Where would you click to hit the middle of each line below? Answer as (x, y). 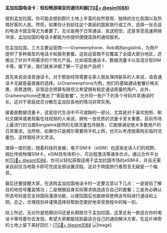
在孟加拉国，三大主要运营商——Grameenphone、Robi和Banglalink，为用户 (82, 48)
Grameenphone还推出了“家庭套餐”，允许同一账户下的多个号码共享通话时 (80, 96)
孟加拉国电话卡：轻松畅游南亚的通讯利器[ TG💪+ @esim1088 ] (67, 8)
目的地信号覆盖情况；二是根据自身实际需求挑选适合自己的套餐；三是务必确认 (83, 189)
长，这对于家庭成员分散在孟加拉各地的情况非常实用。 (60, 102)
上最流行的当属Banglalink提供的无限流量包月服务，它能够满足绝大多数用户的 (83, 125)
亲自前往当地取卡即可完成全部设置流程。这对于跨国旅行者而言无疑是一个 (79, 167)
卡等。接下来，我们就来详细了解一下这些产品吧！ (55, 66)
